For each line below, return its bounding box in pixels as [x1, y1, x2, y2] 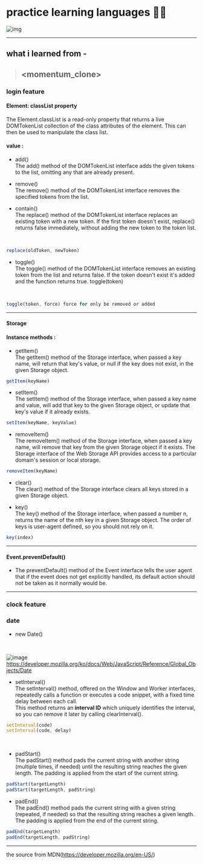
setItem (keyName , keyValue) [6, 420, 77, 426]
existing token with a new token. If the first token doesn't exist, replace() [14, 218, 195, 225]
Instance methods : [6, 334, 56, 341]
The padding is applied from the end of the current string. [14, 817, 159, 824]
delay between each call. [14, 697, 77, 704]
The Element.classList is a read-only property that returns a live [6, 115, 165, 123]
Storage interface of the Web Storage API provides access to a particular [14, 450, 197, 457]
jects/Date [6, 666, 32, 674]
